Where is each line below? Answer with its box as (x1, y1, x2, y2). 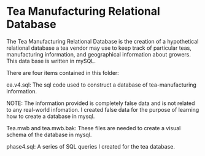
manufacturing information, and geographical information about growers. (6, 50, 191, 58)
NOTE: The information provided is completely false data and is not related (6, 99, 195, 107)
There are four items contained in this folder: (6, 69, 120, 76)
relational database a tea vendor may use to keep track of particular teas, (6, 44, 191, 52)
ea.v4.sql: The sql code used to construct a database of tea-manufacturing (6, 81, 196, 88)
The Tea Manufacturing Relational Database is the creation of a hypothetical (6, 37, 199, 45)
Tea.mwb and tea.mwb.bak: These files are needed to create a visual (6, 124, 181, 131)
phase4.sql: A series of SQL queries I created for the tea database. (6, 142, 175, 150)
